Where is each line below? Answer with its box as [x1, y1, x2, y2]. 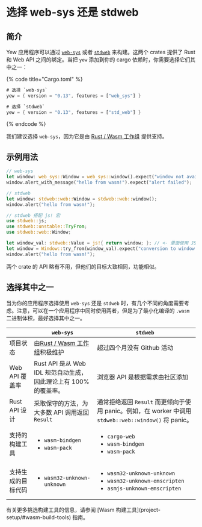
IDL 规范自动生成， [34, 368, 87, 376]
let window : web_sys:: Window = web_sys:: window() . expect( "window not [6, 174, 185, 180]
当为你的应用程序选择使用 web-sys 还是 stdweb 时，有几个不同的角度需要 [6, 299, 185, 307]
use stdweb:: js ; [6, 218, 47, 224]
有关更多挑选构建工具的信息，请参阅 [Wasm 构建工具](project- [6, 506, 161, 513]
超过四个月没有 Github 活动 [97, 343, 173, 352]
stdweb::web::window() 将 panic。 [97, 416, 193, 424]
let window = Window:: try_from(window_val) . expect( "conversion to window [6, 245, 195, 252]
